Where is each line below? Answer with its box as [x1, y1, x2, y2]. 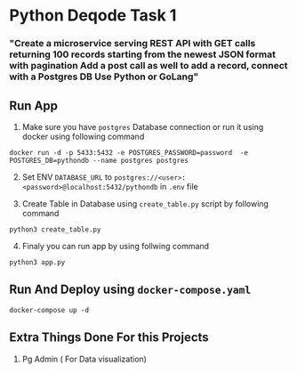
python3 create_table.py [9, 224, 101, 234]
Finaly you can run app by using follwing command [21, 240, 210, 251]
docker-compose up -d [9, 305, 90, 314]
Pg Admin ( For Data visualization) [21, 353, 147, 364]
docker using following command [21, 131, 145, 142]
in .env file [159, 181, 198, 191]
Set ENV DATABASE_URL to [21, 171, 113, 182]
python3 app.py [9, 257, 66, 267]
